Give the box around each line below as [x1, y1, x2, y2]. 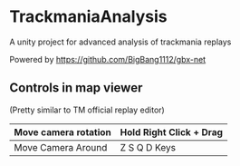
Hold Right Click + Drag [120, 125, 224, 138]
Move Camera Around [14, 141, 108, 153]
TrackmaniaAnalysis [9, 6, 168, 27]
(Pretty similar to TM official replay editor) [9, 104, 165, 115]
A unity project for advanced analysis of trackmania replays [9, 36, 232, 47]
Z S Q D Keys [120, 141, 177, 153]
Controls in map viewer [9, 80, 143, 96]
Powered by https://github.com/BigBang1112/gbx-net [9, 54, 206, 64]
